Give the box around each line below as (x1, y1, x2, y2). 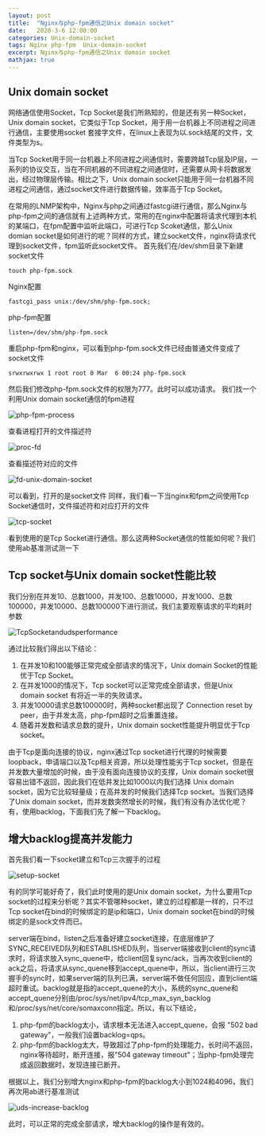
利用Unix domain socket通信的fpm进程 (8, 394, 135, 403)
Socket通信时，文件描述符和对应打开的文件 (8, 500, 149, 510)
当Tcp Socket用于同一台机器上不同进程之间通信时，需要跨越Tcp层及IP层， (8, 154, 252, 164)
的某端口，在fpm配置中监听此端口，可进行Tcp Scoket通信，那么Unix (8, 220, 233, 231)
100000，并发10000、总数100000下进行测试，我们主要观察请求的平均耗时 (8, 601, 253, 611)
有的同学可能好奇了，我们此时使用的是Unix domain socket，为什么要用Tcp (8, 887, 253, 897)
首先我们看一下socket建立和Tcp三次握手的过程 (8, 854, 161, 864)
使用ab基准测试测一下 (8, 543, 79, 553)
